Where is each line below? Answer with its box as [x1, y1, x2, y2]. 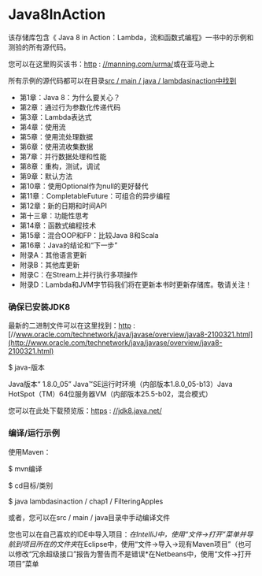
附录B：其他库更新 [19, 260, 80, 269]
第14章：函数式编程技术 [19, 221, 97, 230]
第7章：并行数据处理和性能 [19, 151, 107, 161]
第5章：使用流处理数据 [19, 132, 94, 141]
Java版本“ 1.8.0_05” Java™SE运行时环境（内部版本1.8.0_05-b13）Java [8, 380, 234, 389]
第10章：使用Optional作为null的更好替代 [19, 181, 149, 191]
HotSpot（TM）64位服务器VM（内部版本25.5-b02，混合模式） [8, 389, 212, 399]
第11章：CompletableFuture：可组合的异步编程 [19, 191, 171, 200]
